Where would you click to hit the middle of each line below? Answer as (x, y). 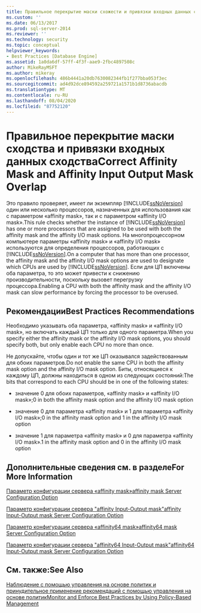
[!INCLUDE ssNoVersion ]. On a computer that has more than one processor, (98, 254)
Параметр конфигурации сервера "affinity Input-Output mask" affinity (94, 509)
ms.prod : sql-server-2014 (38, 28)
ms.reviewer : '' (26, 34)
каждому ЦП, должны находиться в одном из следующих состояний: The (100, 375)
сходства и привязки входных (86, 149)
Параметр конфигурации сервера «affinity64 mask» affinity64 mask (92, 527)
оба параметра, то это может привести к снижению (73, 274)
